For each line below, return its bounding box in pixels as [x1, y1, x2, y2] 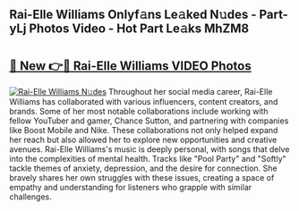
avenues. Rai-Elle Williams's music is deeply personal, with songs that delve [9, 144, 290, 155]
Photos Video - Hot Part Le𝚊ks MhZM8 [29, 21, 249, 37]
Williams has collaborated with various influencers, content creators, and [9, 97, 278, 106]
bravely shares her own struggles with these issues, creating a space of [9, 173, 275, 182]
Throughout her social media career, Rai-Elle [108, 87, 273, 97]
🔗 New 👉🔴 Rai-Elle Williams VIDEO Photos [9, 58, 252, 73]
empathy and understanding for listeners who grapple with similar [9, 182, 252, 192]
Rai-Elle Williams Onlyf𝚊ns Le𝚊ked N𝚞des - [9, 7, 257, 22]
